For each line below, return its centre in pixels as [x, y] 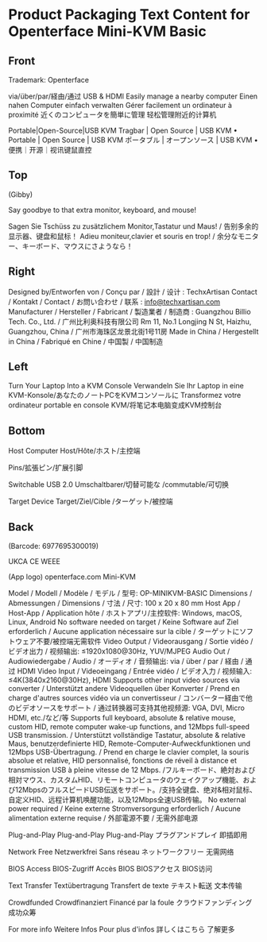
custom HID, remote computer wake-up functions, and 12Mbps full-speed [129, 727]
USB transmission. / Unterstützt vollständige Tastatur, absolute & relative [127, 735]
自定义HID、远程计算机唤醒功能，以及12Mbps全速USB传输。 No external [127, 800]
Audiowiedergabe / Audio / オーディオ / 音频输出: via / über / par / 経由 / [126, 662]
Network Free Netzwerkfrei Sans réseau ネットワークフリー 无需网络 [121, 852]
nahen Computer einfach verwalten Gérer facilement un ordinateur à [120, 105]
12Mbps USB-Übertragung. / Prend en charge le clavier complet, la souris [129, 752]
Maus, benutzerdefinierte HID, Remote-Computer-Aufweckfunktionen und [130, 743]
